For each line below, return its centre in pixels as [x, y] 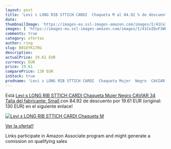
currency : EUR [20, 62]
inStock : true [20, 76]
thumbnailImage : [22, 24]
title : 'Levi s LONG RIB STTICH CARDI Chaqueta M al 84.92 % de [76, 15]
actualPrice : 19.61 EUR [31, 57]
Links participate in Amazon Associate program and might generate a [78, 136]
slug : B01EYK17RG [24, 48]
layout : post [19, 10]
